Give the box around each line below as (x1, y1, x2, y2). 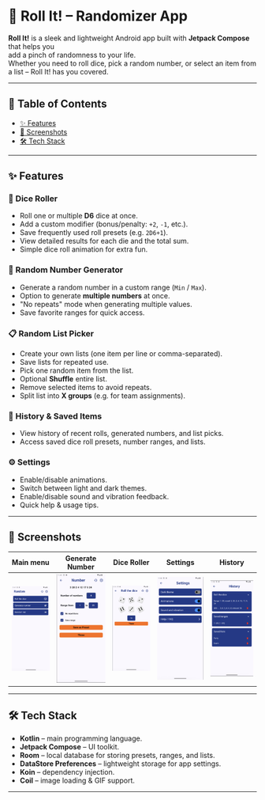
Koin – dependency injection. (19, 768, 115, 777)
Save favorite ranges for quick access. (19, 308, 145, 317)
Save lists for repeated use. (19, 358, 109, 367)
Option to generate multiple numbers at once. (19, 290, 171, 300)
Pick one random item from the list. (19, 366, 134, 375)
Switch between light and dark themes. (19, 483, 147, 493)
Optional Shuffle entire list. (19, 374, 108, 384)
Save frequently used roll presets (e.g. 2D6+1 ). (19, 228, 168, 237)
